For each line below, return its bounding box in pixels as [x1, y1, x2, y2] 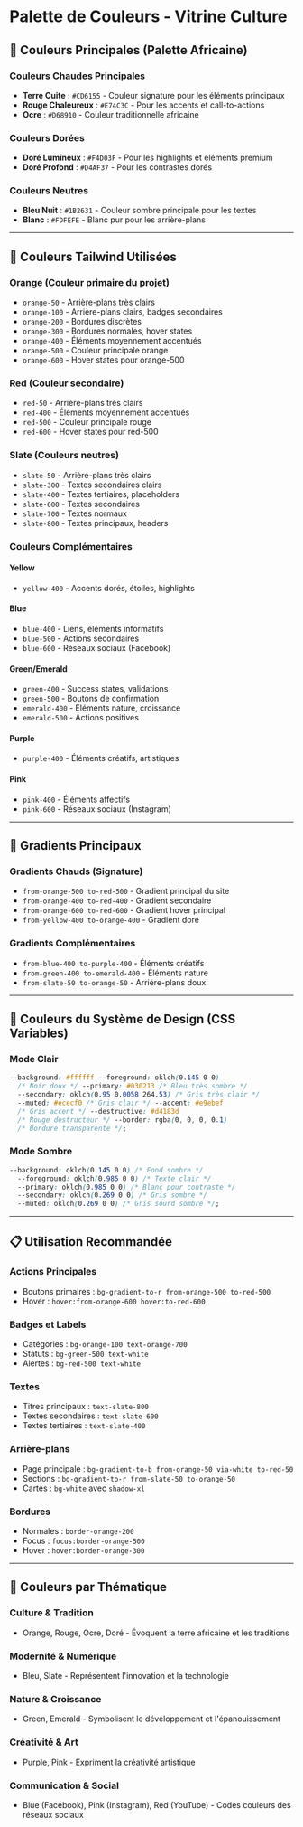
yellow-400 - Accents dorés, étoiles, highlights [22, 582, 196, 593]
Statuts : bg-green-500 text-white [22, 1349, 149, 1360]
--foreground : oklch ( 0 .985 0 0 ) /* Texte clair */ [17, 1173, 212, 1183]
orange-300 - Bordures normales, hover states [22, 325, 193, 336]
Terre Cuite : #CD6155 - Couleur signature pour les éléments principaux [22, 89, 286, 100]
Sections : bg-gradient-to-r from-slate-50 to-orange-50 [22, 1473, 236, 1483]
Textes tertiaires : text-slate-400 [22, 1420, 146, 1431]
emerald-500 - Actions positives [22, 712, 140, 723]
